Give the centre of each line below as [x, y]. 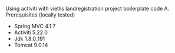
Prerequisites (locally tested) [40, 15]
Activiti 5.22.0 [31, 32]
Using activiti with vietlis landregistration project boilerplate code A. [87, 9]
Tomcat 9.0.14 [31, 45]
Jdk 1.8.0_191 [29, 39]
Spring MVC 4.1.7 [35, 26]
